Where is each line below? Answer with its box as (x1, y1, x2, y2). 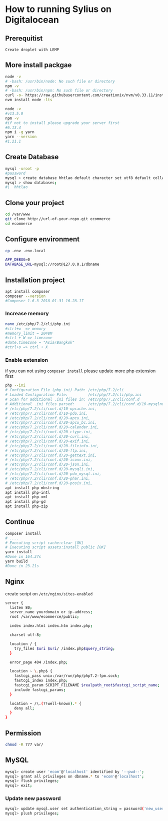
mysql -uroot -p (5, 166, 39, 171)
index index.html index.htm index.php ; (9, 623, 93, 628)
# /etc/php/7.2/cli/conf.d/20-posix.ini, (5, 480, 93, 486)
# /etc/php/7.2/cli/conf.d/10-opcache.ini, (5, 406, 97, 411)
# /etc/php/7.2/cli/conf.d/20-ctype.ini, (5, 429, 93, 435)
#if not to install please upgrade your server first (5, 120, 120, 126)
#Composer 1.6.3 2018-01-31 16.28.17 (5, 298, 84, 303)
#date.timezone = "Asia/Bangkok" (5, 340, 75, 345)
